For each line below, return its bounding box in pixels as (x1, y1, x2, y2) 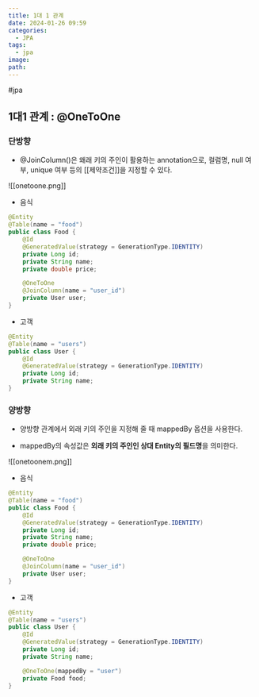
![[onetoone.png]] (8, 181, 67, 191)
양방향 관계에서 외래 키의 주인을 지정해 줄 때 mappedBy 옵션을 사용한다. (19, 424, 243, 433)
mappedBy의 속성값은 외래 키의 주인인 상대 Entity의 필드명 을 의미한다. (19, 441, 238, 451)
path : (8, 64, 26, 71)
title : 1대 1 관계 (8, 11, 64, 20)
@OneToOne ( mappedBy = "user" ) (22, 667, 123, 675)
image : (8, 56, 30, 64)
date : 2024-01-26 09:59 (8, 19, 87, 27)
